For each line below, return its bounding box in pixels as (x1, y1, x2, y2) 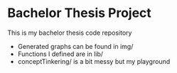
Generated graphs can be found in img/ (17, 42, 134, 50)
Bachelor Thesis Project (7, 5, 151, 21)
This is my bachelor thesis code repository (7, 28, 132, 37)
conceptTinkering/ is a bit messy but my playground (17, 57, 171, 65)
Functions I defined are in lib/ (17, 50, 104, 58)
